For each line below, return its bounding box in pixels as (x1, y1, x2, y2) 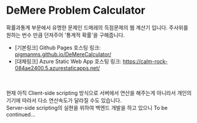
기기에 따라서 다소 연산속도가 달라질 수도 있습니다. (6, 96, 122, 104)
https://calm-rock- (122, 58, 168, 65)
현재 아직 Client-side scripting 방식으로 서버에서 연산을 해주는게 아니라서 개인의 (6, 89, 192, 96)
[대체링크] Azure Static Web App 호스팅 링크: (14, 58, 122, 65)
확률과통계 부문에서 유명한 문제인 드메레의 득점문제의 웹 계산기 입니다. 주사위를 (6, 24, 189, 31)
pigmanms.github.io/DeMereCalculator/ (14, 51, 112, 58)
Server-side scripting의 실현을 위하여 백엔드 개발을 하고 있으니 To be (6, 104, 168, 111)
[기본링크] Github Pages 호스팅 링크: (14, 44, 101, 51)
